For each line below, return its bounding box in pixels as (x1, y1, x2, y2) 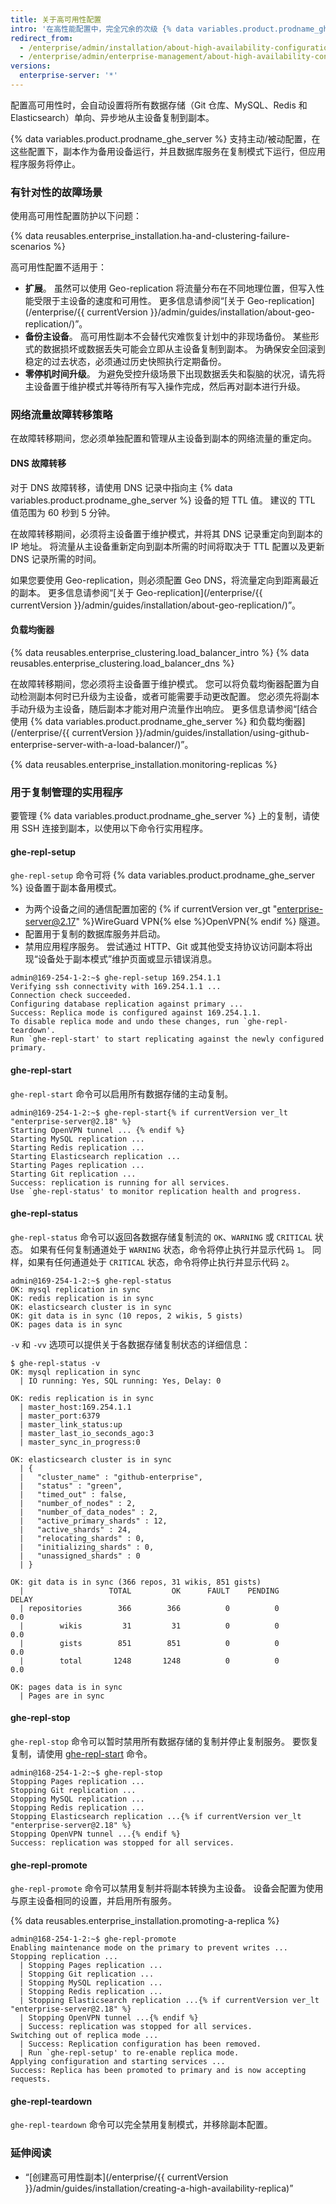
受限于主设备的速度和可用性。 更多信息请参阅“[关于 (33, 295, 246, 307)
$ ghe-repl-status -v (10, 1358, 101, 1368)
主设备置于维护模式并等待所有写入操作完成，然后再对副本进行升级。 (24, 381, 306, 393)
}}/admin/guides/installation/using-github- (134, 726, 310, 738)
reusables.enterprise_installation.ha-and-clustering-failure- (45, 230, 290, 242)
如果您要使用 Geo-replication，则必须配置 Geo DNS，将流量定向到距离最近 (10, 574, 320, 586)
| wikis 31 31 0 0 (19, 1621, 280, 1631)
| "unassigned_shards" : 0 (19, 1551, 141, 1561)
